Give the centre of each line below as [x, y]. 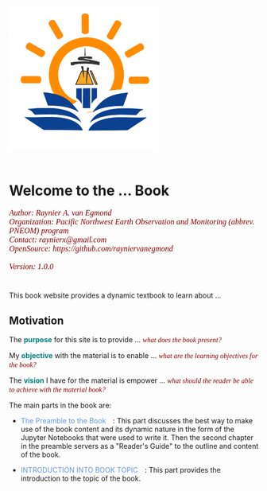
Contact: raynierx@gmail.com [58, 240]
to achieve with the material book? [58, 390]
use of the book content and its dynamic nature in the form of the [128, 429]
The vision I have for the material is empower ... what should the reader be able [131, 380]
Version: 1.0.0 [31, 267]
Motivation [37, 320]
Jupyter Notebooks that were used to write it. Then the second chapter [137, 437]
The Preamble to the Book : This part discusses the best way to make [137, 420]
